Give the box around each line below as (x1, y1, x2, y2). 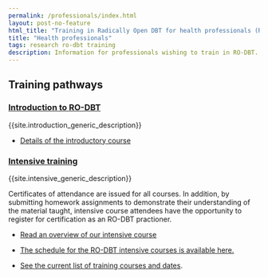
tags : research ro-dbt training (8, 41, 116, 49)
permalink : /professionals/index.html (8, 11, 137, 20)
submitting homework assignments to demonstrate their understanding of (8, 197, 250, 207)
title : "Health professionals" (8, 33, 112, 42)
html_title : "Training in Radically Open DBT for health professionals (8, 26, 251, 34)
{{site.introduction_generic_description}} (8, 120, 142, 130)
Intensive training (8, 155, 78, 166)
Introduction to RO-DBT (8, 102, 101, 113)
